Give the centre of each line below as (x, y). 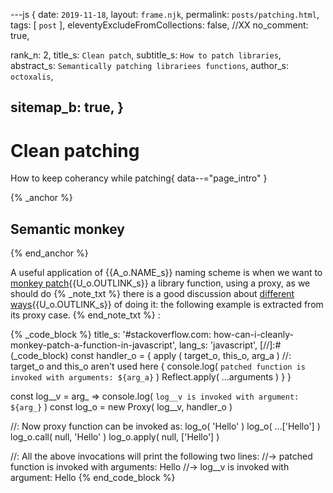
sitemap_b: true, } (67, 107)
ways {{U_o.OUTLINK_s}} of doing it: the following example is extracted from (167, 305)
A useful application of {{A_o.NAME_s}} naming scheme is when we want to (166, 273)
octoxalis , (32, 76)
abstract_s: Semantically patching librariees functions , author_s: (149, 65)
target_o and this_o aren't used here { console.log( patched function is (158, 366)
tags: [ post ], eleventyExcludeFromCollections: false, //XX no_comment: (159, 25)
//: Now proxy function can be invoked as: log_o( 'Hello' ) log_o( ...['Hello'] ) (165, 426)
